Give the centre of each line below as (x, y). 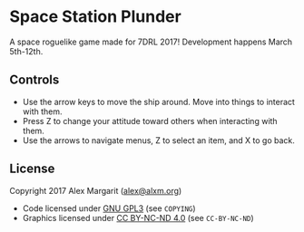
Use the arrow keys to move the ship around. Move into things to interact (158, 101)
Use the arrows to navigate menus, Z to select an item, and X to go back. (158, 140)
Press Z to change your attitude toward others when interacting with (150, 121)
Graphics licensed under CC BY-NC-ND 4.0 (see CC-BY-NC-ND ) (138, 217)
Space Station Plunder (95, 17)
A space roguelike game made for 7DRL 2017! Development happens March (151, 42)
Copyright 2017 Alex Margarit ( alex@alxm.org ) (96, 190)
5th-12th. (26, 51)
